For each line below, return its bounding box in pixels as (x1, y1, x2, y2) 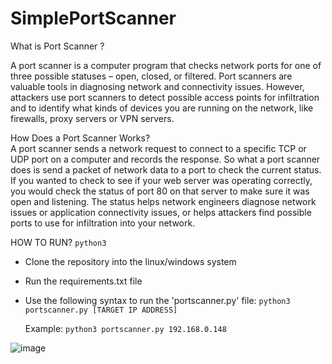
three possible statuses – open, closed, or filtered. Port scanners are (10, 70, 293, 82)
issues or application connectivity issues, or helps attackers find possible (10, 206, 312, 218)
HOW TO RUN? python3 (10, 236, 107, 248)
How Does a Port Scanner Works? (10, 132, 151, 144)
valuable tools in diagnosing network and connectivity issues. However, (10, 80, 305, 92)
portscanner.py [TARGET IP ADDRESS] (24, 305, 178, 315)
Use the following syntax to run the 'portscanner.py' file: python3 (24, 294, 291, 306)
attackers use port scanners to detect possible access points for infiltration (10, 91, 320, 103)
